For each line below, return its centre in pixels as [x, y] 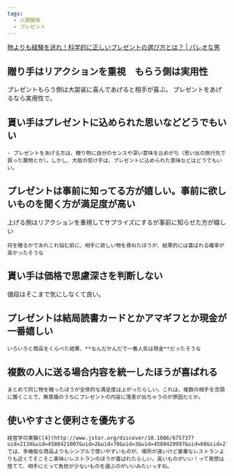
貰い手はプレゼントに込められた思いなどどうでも [112, 122]
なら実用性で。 [34, 98]
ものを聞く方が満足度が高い [76, 204]
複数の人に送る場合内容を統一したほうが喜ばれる [112, 372]
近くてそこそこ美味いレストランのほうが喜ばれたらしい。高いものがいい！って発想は [121, 459]
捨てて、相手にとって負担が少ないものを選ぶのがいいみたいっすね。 [90, 467]
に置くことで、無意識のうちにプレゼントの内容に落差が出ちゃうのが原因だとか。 [106, 397]
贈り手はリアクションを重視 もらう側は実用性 [108, 71]
